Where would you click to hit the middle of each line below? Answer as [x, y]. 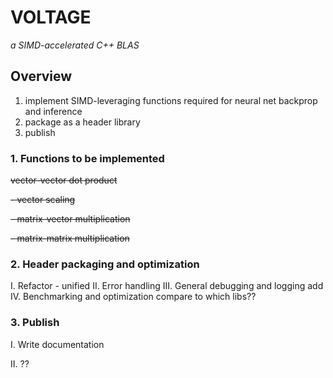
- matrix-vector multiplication [70, 219]
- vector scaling [43, 200]
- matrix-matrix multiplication [70, 238]
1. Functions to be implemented [87, 158]
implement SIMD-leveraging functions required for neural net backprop [171, 100]
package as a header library [82, 122]
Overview [41, 76]
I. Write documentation [57, 344]
